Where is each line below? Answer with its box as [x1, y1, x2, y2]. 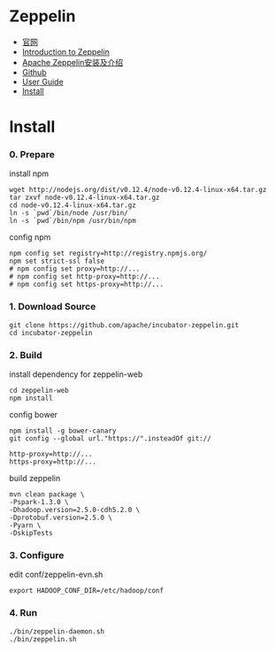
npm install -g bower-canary [9, 426, 117, 435]
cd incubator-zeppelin [9, 328, 93, 337]
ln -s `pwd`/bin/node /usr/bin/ [9, 209, 128, 218]
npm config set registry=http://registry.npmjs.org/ [9, 249, 208, 258]
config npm [9, 232, 51, 242]
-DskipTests [9, 529, 53, 538]
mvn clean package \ [9, 490, 86, 499]
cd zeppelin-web [9, 387, 69, 395]
